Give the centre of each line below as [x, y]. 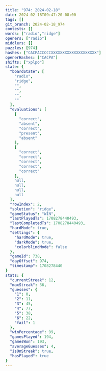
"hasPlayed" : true [30, 356]
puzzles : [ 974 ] [21, 48]
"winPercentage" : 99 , [33, 332]
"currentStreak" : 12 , [33, 280]
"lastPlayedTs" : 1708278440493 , [44, 219]
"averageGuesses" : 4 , [33, 347]
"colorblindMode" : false [41, 247]
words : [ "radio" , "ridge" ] [33, 34]
